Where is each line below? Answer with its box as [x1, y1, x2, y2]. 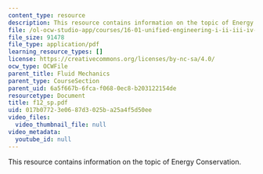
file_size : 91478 [8, 33, 65, 42]
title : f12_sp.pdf [8, 99, 68, 107]
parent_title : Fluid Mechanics [8, 70, 110, 78]
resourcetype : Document [8, 92, 86, 100]
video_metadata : [8, 128, 61, 136]
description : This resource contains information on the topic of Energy [8, 19, 254, 27]
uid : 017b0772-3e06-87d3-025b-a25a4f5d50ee [8, 107, 153, 114]
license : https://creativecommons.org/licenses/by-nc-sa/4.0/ [8, 56, 215, 63]
